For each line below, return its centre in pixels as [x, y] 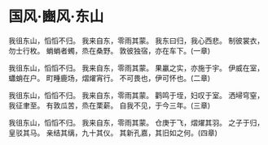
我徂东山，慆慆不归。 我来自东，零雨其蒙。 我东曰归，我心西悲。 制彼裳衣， [136, 41]
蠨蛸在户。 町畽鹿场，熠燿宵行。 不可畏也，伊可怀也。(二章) [110, 78]
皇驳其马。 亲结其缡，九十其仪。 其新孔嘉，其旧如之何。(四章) [113, 132]
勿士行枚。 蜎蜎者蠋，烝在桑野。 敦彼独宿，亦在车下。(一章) [110, 50]
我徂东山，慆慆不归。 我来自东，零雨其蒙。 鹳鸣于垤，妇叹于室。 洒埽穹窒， [136, 95]
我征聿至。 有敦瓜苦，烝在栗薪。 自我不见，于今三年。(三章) [110, 105]
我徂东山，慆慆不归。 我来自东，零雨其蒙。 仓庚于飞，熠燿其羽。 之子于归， [136, 122]
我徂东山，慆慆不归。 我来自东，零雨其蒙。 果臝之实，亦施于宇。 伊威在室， [136, 68]
